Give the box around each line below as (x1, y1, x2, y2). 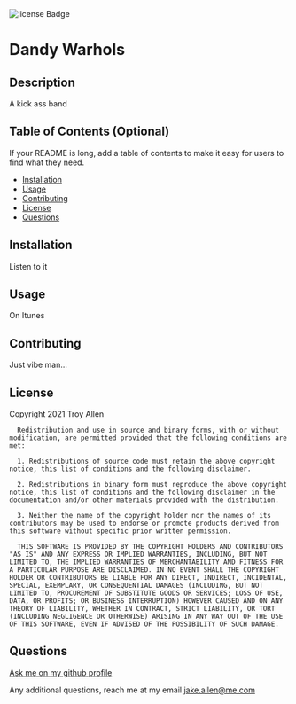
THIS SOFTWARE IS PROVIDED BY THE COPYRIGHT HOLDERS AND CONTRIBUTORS (17, 543, 284, 551)
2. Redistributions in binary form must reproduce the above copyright (17, 481, 288, 489)
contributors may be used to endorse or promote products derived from (9, 519, 279, 528)
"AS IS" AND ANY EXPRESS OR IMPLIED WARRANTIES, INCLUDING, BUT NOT (9, 550, 268, 559)
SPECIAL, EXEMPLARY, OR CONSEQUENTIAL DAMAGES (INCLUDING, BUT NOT (9, 581, 264, 591)
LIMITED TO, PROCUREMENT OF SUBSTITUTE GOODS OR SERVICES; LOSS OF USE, (9, 589, 284, 598)
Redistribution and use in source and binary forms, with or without (17, 426, 279, 435)
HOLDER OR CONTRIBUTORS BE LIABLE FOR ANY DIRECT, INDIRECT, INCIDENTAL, (9, 574, 288, 583)
